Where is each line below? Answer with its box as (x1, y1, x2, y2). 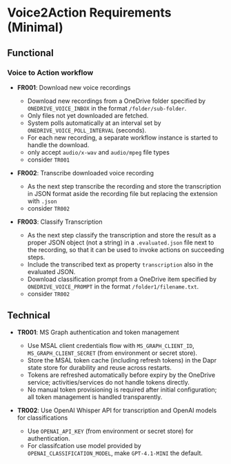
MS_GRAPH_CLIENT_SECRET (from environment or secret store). (27, 349, 198, 357)
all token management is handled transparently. (27, 392, 163, 401)
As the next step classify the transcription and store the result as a (27, 231, 217, 239)
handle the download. (27, 140, 90, 149)
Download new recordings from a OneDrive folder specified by (27, 97, 205, 105)
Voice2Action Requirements (7, 5, 172, 21)
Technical (7, 309, 50, 322)
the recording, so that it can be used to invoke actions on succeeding (27, 245, 224, 253)
